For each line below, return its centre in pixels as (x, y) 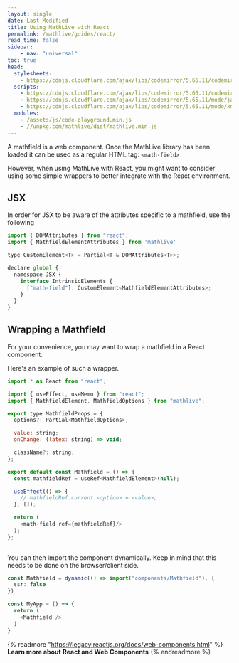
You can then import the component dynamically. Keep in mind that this (112, 557)
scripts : (27, 87)
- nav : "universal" (49, 54)
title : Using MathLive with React (59, 27)
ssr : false (30, 585)
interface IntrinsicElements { (67, 281)
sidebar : (20, 47)
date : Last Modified (38, 21)
